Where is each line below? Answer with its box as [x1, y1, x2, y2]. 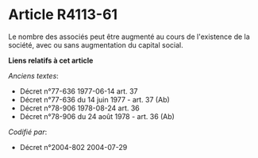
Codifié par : [8, 127, 48, 137]
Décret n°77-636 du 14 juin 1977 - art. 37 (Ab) [19, 94, 171, 104]
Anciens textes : [8, 71, 60, 80]
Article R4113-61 [8, 6, 117, 24]
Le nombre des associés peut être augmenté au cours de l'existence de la [8, 32, 250, 41]
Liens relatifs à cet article [8, 56, 94, 65]
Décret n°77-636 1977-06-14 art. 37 [19, 86, 138, 96]
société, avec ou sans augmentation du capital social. [8, 40, 184, 49]
